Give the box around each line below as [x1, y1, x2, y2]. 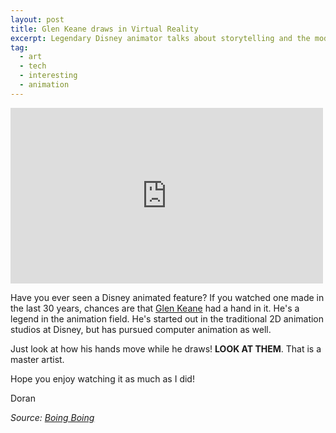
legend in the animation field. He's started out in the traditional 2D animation [10, 312, 325, 325]
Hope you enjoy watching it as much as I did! [10, 372, 195, 385]
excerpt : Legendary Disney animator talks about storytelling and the [10, 33, 311, 43]
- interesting [19, 71, 78, 81]
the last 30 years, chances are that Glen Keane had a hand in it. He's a [10, 302, 300, 314]
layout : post [10, 14, 65, 25]
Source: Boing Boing [10, 411, 95, 423]
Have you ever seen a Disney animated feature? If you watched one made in [10, 291, 325, 303]
